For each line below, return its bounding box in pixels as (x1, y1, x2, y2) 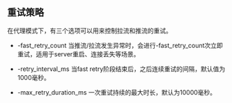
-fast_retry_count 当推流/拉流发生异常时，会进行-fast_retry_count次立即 (17, 41, 223, 49)
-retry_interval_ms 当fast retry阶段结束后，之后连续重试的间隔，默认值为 (17, 65, 226, 73)
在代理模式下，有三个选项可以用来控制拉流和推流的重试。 (7, 26, 172, 35)
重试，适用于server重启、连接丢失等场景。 (17, 49, 140, 58)
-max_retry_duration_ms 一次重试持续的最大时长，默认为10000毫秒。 (17, 88, 217, 96)
